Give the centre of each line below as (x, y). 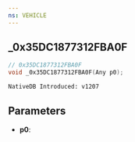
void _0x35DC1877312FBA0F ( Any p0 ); (66, 73)
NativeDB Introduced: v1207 (54, 87)
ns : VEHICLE (27, 15)
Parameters (37, 111)
